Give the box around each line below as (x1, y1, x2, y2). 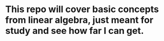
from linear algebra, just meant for (5, 14, 154, 26)
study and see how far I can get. (5, 25, 144, 36)
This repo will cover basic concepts (5, 4, 159, 15)
